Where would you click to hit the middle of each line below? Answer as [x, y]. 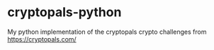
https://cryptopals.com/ [42, 39]
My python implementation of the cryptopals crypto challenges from [107, 32]
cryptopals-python [64, 12]
